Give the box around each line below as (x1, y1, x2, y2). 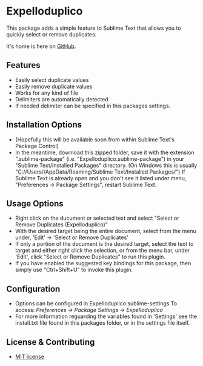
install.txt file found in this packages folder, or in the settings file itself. (15, 319, 190, 327)
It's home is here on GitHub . (6, 42, 76, 50)
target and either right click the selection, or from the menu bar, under (15, 247, 190, 254)
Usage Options (6, 198, 64, 209)
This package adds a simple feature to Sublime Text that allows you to (6, 24, 181, 32)
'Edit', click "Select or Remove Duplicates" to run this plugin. (15, 253, 165, 260)
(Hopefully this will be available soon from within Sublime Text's (15, 135, 175, 143)
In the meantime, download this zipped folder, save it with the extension (15, 149, 195, 156)
